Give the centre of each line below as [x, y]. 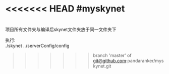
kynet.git [102, 66]
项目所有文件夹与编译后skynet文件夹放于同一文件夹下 [61, 29]
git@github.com [110, 61]
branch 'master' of [112, 55]
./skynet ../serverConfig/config [37, 46]
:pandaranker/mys [145, 61]
